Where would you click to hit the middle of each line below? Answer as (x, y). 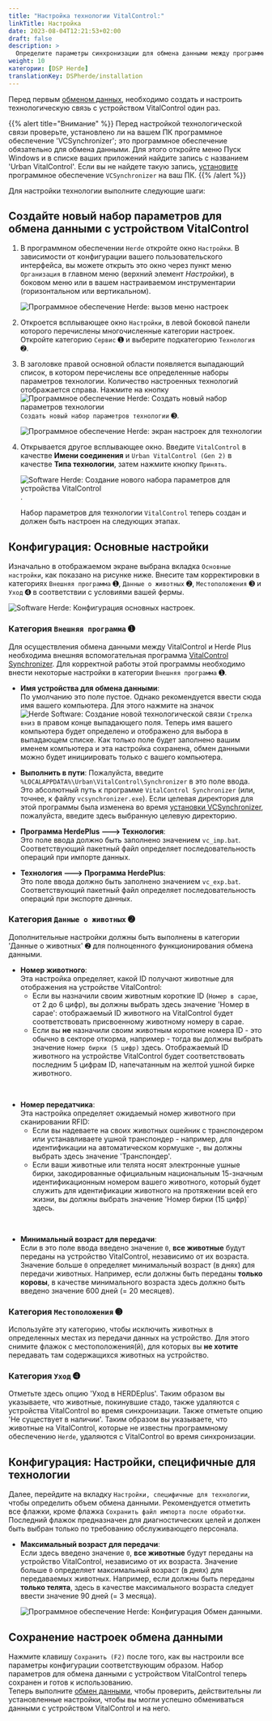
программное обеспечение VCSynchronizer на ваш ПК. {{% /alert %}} (127, 175)
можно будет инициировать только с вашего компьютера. (121, 757)
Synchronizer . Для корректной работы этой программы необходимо (127, 664)
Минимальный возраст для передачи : (88, 1239)
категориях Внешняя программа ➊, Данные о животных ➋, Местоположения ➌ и (135, 584)
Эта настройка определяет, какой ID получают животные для (127, 978)
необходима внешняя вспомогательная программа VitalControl (119, 655)
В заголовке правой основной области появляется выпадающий (132, 364)
